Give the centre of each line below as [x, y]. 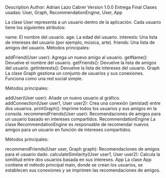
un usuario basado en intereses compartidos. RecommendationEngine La [81, 119]
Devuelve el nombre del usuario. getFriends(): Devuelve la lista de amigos [81, 63]
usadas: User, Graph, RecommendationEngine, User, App [64, 12]
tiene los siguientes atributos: [35, 27]
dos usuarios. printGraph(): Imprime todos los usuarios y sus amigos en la [81, 108]
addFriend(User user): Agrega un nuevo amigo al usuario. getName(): [77, 57]
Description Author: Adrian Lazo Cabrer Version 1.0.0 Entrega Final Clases [81, 7]
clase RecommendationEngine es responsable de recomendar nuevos [77, 124]
